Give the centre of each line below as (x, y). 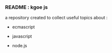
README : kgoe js (26, 7)
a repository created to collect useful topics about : (56, 18)
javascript (22, 36)
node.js (20, 46)
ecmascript (23, 27)
